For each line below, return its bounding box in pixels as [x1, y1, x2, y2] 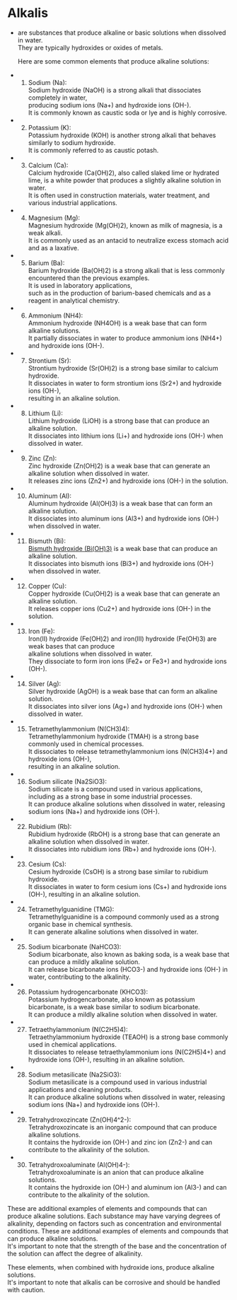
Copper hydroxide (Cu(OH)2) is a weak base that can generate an [28, 589, 221, 598]
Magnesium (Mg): [28, 214, 80, 222]
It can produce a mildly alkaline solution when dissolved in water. [28, 1010, 218, 1018]
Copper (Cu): [28, 581, 67, 590]
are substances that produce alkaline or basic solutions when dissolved [17, 28, 226, 37]
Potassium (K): [28, 123, 71, 132]
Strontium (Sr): [28, 356, 71, 365]
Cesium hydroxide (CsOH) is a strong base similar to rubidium [28, 867, 209, 876]
